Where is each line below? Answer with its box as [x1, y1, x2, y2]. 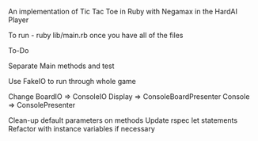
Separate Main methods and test [8, 61, 115, 70]
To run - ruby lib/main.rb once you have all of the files [8, 31, 184, 40]
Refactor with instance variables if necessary [8, 124, 156, 133]
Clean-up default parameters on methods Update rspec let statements [8, 116, 238, 125]
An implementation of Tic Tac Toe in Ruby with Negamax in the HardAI [8, 7, 237, 16]
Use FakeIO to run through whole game [8, 77, 137, 86]
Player [8, 15, 29, 25]
